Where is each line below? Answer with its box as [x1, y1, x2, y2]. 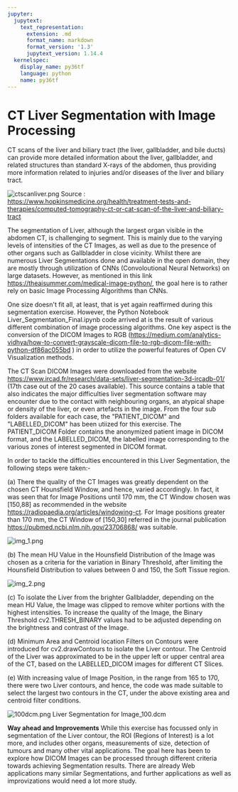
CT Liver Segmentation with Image [7, 107, 216, 123]
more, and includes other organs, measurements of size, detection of [7, 739, 210, 747]
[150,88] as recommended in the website [7, 501, 127, 509]
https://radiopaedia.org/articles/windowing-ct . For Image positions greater [7, 508, 225, 516]
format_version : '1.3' [26, 43, 94, 50]
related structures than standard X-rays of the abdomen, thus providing [7, 161, 217, 169]
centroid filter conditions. [7, 696, 82, 705]
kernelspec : [13, 57, 50, 64]
